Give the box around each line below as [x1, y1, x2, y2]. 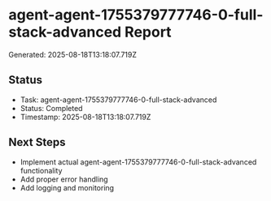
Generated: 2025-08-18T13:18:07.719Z [8, 49, 137, 59]
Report [125, 23, 173, 41]
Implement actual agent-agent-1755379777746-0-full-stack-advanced [20, 156, 257, 167]
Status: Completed [20, 103, 83, 113]
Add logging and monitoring [20, 182, 115, 192]
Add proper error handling [20, 174, 108, 184]
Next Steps [8, 135, 66, 149]
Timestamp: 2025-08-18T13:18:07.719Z [20, 112, 151, 122]
